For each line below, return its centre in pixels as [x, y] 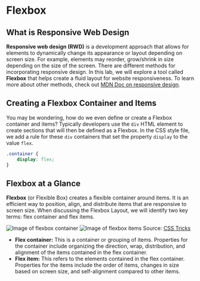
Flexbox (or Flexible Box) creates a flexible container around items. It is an [98, 198]
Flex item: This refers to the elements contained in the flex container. [100, 259]
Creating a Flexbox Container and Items [81, 103]
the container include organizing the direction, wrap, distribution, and [100, 246]
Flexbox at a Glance [43, 183]
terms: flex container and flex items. [50, 217]
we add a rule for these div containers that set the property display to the [97, 136]
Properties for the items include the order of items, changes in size [97, 265]
